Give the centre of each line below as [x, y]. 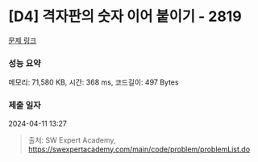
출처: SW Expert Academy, [72, 140]
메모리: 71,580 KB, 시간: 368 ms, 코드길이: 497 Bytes [94, 82]
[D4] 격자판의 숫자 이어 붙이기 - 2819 [125, 17]
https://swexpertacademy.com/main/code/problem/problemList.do [139, 149]
